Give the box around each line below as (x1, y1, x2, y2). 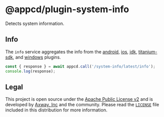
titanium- (138, 48, 157, 54)
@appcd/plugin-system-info (5, 4, 129, 15)
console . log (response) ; (5, 69, 56, 74)
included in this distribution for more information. (5, 107, 108, 113)
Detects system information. (5, 20, 64, 26)
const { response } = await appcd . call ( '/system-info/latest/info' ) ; (5, 64, 156, 69)
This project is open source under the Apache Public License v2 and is (5, 96, 153, 102)
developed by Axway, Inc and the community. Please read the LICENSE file (5, 102, 159, 108)
